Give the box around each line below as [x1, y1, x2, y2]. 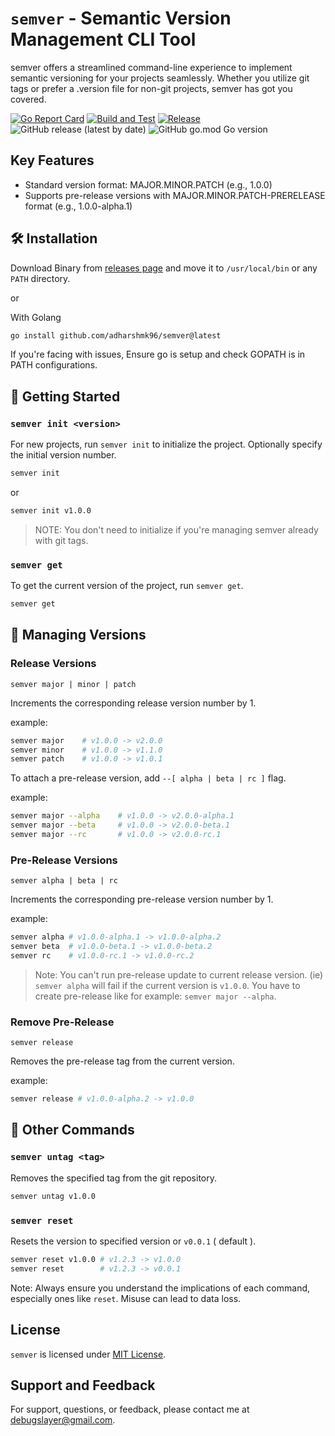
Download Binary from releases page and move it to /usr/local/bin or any [10, 262, 318, 274]
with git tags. [34, 534, 89, 546]
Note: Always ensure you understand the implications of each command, [10, 1282, 311, 1294]
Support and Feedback [10, 1377, 156, 1394]
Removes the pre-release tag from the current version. [10, 1055, 235, 1067]
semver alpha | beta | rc [10, 876, 118, 886]
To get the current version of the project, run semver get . [10, 580, 244, 592]
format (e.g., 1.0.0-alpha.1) [24, 200, 133, 212]
